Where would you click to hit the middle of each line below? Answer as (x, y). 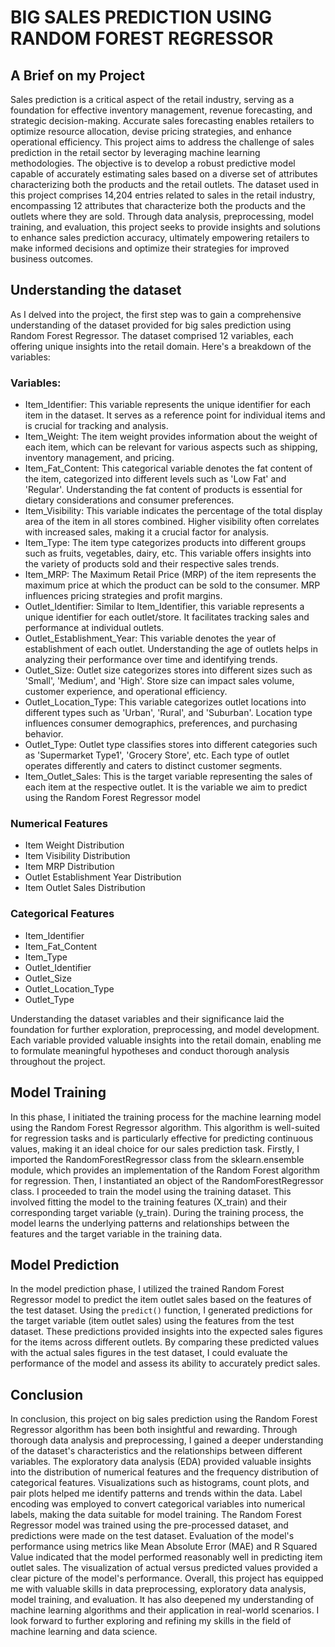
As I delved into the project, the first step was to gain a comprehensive (156, 314)
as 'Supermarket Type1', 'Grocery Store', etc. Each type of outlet (157, 755)
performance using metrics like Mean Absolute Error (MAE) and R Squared (164, 1547)
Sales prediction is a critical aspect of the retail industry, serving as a (152, 99)
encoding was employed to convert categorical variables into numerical (158, 1504)
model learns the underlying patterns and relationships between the (150, 1223)
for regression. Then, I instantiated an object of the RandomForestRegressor (167, 1180)
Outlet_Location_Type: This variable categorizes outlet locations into (165, 702)
